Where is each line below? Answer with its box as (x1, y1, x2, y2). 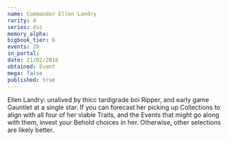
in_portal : (7, 50, 40, 57)
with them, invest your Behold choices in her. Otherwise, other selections (7, 118, 222, 127)
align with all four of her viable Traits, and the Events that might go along (7, 111, 219, 119)
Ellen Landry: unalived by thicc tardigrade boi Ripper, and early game (7, 96, 210, 104)
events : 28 (7, 43, 40, 50)
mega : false (7, 69, 43, 77)
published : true (7, 76, 55, 84)
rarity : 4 (7, 17, 37, 24)
